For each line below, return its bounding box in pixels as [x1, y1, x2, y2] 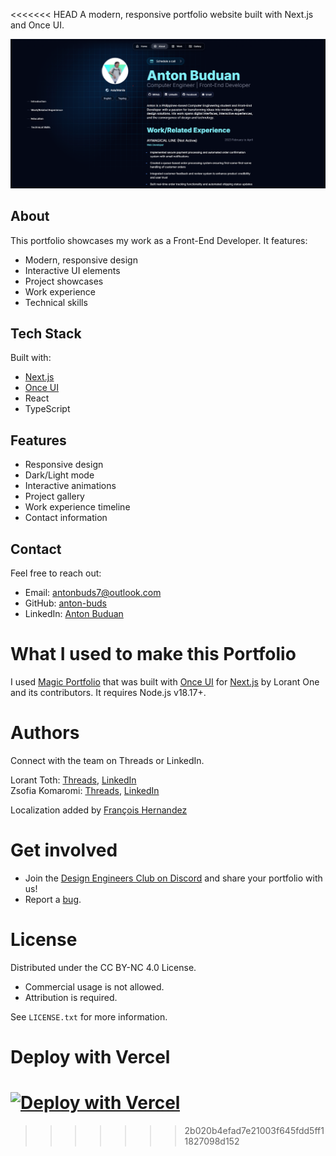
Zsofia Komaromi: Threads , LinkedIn [10, 784, 160, 796]
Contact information [24, 512, 108, 524]
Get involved [10, 839, 118, 862]
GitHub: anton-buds [24, 597, 107, 609]
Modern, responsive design [24, 254, 138, 266]
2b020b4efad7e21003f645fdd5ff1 [184, 1124, 325, 1136]
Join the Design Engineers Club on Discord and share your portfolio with [24, 872, 323, 884]
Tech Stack [10, 325, 82, 342]
